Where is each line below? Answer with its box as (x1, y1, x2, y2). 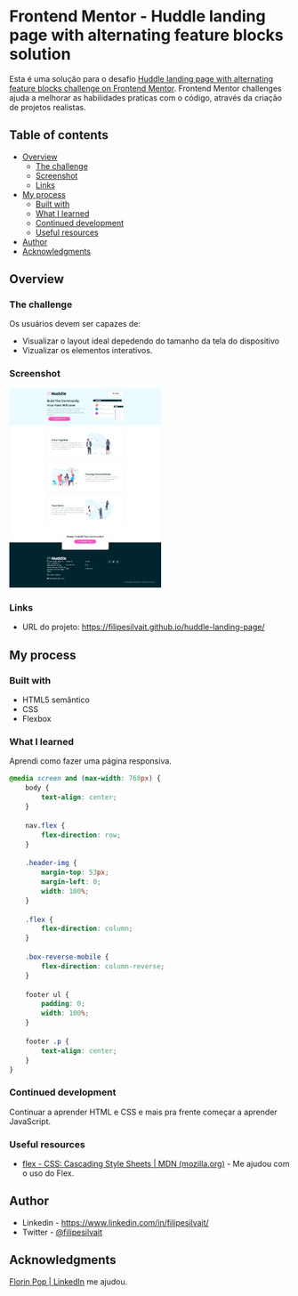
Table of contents (9, 127, 109, 143)
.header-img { (25, 859, 77, 868)
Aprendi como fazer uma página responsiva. (9, 756, 172, 766)
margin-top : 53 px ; (41, 868, 109, 878)
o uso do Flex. (21, 1168, 75, 1179)
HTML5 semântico (21, 694, 91, 705)
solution (9, 45, 71, 64)
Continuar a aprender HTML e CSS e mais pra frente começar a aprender (9, 1106, 278, 1117)
